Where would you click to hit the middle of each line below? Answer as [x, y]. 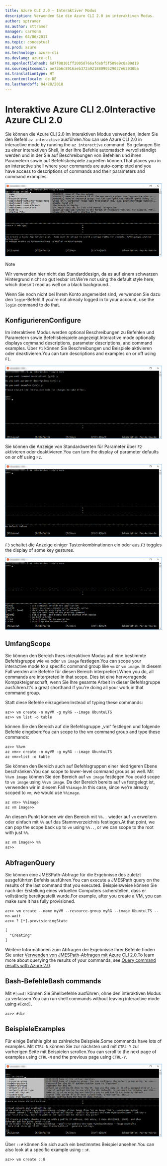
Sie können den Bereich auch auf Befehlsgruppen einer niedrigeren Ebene [81, 766]
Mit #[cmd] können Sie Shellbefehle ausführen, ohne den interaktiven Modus [83, 993]
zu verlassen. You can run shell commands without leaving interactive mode [83, 998]
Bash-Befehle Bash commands [53, 981]
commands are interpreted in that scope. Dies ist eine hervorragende [76, 677]
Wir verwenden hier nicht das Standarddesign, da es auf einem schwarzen [82, 274]
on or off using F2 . [24, 457]
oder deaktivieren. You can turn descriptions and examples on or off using [81, 354]
